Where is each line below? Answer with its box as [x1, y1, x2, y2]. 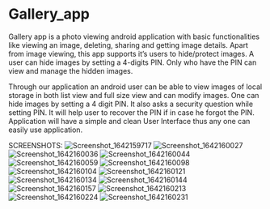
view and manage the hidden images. [8, 66, 133, 75]
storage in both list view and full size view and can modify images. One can [8, 90, 259, 100]
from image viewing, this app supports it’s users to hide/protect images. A [8, 49, 255, 58]
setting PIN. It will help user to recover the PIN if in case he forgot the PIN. [8, 107, 255, 117]
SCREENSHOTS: [8, 140, 63, 150]
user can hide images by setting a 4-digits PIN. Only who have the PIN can [8, 58, 257, 67]
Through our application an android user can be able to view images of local [8, 82, 263, 92]
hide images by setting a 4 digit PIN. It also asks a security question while [8, 99, 253, 109]
